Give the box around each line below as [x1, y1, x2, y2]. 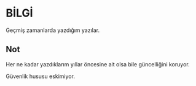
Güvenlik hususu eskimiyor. [6, 72, 75, 80]
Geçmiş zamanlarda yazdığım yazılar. [6, 26, 100, 34]
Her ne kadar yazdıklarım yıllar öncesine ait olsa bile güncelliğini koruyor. [6, 60, 190, 68]
